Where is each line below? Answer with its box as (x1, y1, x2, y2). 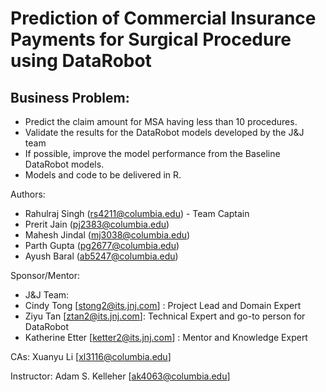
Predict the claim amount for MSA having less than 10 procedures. (24, 116, 298, 127)
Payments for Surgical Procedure (10, 28, 292, 51)
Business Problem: (10, 89, 130, 106)
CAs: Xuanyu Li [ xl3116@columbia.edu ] (10, 351, 172, 362)
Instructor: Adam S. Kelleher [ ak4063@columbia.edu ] (10, 370, 231, 382)
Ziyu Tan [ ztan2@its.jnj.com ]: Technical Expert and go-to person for (24, 310, 306, 322)
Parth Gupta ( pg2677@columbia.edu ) (24, 240, 180, 251)
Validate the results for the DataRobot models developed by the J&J (24, 127, 305, 138)
